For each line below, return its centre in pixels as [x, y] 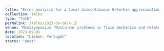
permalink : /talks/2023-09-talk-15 [41, 23]
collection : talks [24, 14]
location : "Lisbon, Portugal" [36, 37]
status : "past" [20, 41]
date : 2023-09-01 [23, 32]
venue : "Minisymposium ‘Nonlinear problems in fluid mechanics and [75, 28]
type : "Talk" [18, 18]
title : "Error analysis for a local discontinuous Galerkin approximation [83, 9]
